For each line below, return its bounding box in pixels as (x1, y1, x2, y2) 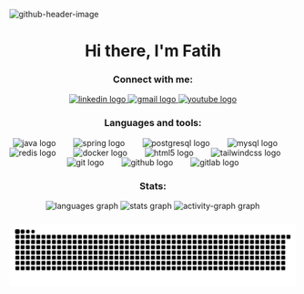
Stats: (139, 179, 167, 192)
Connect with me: (112, 73, 194, 86)
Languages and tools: (104, 117, 202, 130)
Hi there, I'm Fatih (85, 41, 221, 61)
